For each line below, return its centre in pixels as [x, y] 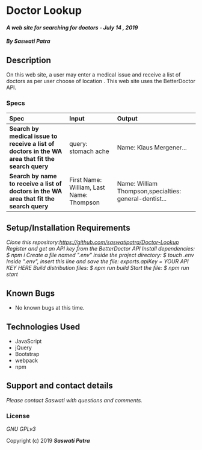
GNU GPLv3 [21, 429]
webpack [26, 360]
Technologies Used [43, 327]
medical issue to [33, 136]
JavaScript [28, 341]
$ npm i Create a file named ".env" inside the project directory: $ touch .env [100, 255]
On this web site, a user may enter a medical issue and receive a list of [93, 75]
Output [127, 119]
